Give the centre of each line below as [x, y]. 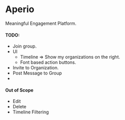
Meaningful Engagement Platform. [41, 23]
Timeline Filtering [31, 112]
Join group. [25, 46]
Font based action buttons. [48, 62]
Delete [19, 107]
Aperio [20, 9]
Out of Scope [19, 90]
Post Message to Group [37, 73]
